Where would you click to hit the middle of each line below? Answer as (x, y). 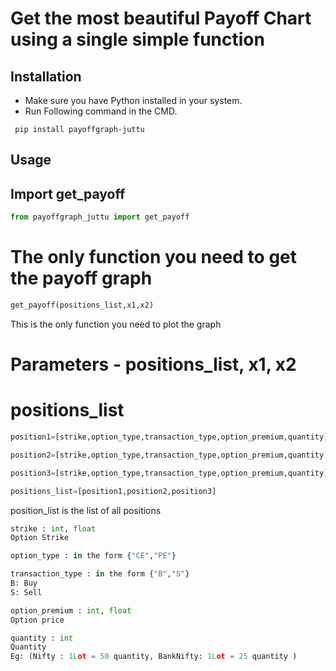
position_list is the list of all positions (86, 510)
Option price (37, 620)
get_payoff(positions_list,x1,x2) (82, 305)
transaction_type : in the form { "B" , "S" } (100, 574)
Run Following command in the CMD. (101, 111)
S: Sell (26, 592)
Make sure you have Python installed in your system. (133, 100)
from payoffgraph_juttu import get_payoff (100, 217)
